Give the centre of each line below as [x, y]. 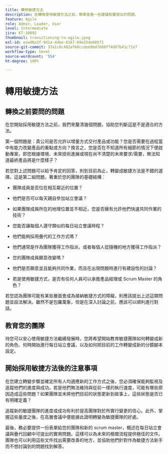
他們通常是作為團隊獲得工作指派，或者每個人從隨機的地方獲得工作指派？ [87, 247]
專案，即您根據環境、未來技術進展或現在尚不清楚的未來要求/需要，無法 [82, 154]
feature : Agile [21, 19]
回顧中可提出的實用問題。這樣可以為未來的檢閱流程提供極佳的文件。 [92, 433]
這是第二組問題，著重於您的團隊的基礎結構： [60, 177]
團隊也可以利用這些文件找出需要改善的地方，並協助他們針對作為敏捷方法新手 [84, 440]
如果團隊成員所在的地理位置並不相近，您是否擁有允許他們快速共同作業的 [87, 209]
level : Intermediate [27, 28]
